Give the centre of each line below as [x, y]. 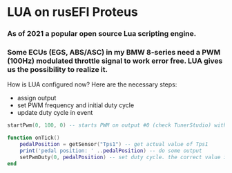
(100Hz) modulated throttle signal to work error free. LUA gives [115, 61]
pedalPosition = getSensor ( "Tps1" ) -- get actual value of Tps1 [114, 145]
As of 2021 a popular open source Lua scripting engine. [102, 34]
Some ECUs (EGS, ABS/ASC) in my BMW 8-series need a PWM [114, 53]
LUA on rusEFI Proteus [72, 12]
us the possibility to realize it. [58, 70]
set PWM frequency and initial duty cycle [76, 105]
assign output [37, 98]
